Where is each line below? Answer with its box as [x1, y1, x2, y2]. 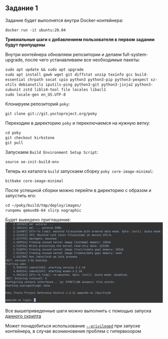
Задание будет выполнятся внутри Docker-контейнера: [5, 17, 123, 23]
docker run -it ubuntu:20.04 [5, 28, 66, 33]
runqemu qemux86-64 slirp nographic [5, 208, 81, 213]
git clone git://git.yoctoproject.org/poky [5, 111, 97, 116]
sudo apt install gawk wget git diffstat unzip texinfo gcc [5, 72, 133, 77]
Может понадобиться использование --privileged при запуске [5, 323, 140, 329]
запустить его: [5, 192, 36, 198]
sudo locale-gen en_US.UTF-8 [5, 92, 66, 97]
